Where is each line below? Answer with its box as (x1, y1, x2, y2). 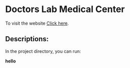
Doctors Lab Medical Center (5, 4, 125, 15)
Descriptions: (5, 35, 49, 43)
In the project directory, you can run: (5, 48, 81, 54)
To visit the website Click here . (5, 20, 69, 26)
